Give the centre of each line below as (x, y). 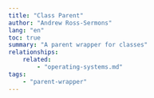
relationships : (34, 52)
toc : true (25, 38)
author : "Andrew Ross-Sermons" (60, 23)
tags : (17, 74)
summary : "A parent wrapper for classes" (78, 45)
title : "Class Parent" (46, 15)
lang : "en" (26, 30)
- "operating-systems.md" (80, 67)
